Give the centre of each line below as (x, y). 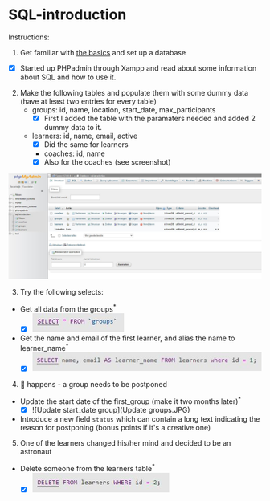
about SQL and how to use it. (68, 77)
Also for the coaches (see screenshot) (107, 162)
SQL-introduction (67, 15)
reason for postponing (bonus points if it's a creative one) (115, 428)
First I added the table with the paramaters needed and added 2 (149, 118)
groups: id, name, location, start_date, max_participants (124, 110)
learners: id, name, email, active (85, 136)
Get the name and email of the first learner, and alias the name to (127, 338)
